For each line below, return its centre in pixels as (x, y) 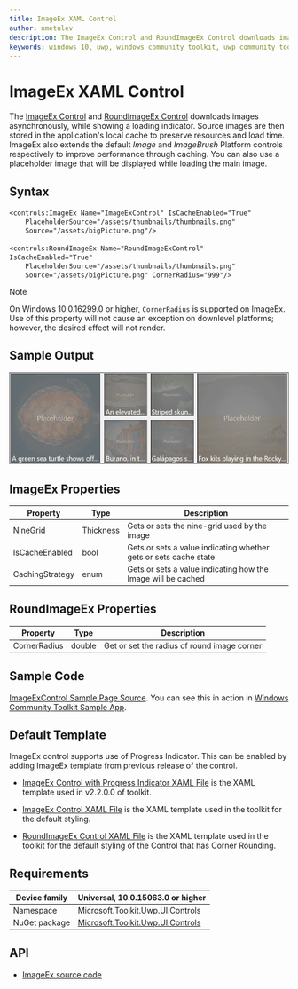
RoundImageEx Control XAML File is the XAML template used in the (145, 836)
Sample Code (47, 676)
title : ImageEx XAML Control (63, 19)
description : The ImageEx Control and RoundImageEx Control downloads (142, 37)
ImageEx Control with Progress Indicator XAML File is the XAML (138, 783)
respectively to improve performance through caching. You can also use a (145, 154)
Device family (42, 898)
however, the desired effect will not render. (87, 328)
